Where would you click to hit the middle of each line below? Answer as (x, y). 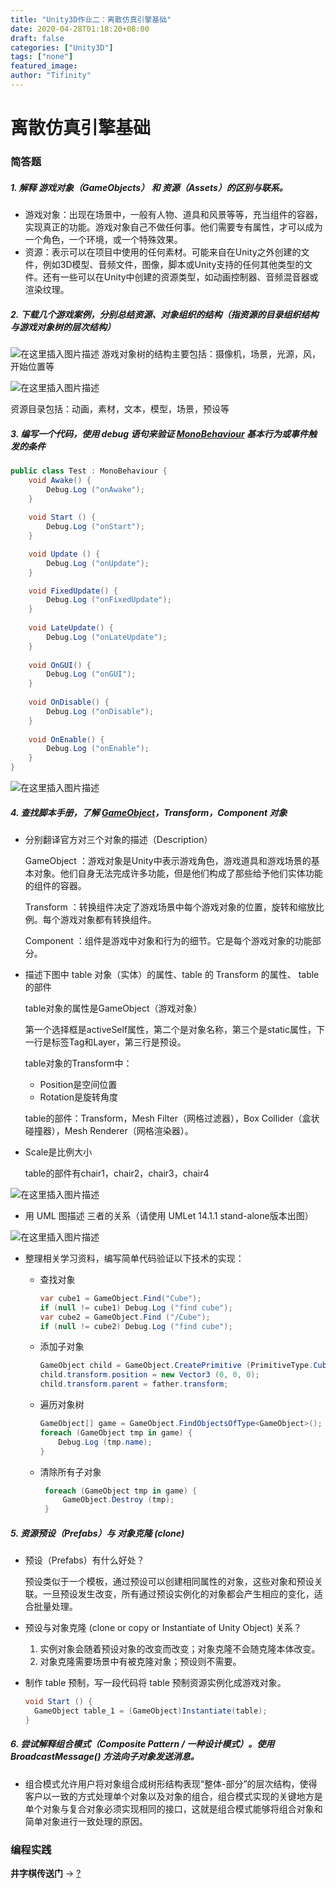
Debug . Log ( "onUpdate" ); (98, 563)
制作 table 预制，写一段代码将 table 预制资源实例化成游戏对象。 (155, 1683)
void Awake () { (60, 480)
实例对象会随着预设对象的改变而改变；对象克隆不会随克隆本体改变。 (180, 1649)
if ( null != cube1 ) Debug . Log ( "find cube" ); (136, 1307)
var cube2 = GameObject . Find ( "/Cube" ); (125, 1317)
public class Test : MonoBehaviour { (89, 471)
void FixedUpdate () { (73, 591)
